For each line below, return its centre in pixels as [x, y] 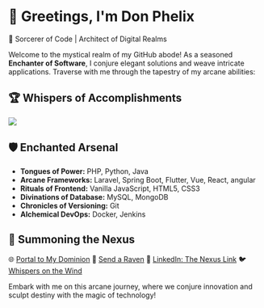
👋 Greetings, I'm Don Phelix [102, 17]
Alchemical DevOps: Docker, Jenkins [83, 214]
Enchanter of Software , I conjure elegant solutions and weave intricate [126, 63]
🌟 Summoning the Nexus [72, 239]
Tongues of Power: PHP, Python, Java [84, 171]
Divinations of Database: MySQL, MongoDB [94, 196]
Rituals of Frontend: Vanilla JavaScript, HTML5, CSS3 [110, 188]
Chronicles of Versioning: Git [69, 205]
